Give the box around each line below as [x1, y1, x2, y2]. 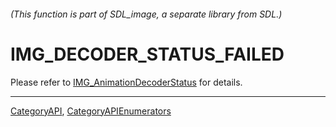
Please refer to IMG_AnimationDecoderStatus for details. [10, 76, 243, 88]
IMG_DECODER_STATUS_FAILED [10, 43, 285, 65]
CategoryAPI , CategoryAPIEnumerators [10, 105, 172, 117]
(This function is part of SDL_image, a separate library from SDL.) [10, 8, 283, 20]
